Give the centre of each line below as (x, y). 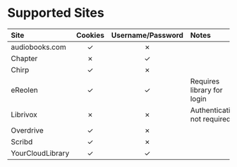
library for (207, 90)
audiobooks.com (38, 47)
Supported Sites (56, 13)
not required (211, 119)
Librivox (24, 114)
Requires (205, 81)
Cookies (90, 35)
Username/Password (147, 35)
